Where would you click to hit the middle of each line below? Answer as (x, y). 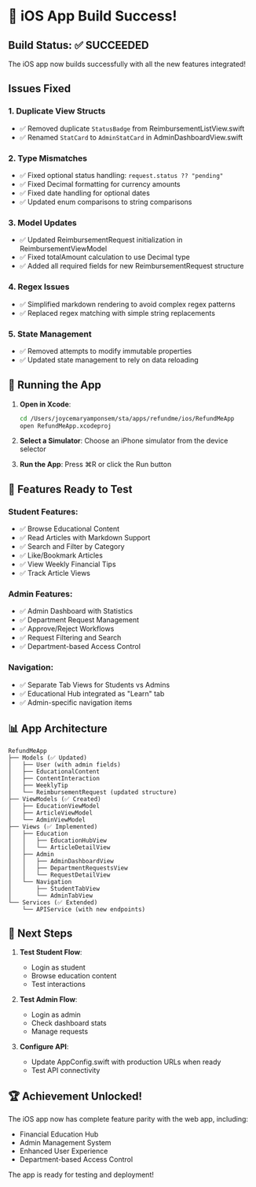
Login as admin (56, 1015)
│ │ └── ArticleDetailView (59, 847)
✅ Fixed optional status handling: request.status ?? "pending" (121, 175)
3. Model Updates (42, 222)
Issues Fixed (40, 89)
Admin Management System (65, 1143)
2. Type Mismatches (48, 158)
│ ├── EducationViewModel (54, 806)
